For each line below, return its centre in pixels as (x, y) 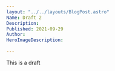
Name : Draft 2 (24, 18)
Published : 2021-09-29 (35, 29)
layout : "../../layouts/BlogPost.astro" (58, 12)
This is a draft (23, 63)
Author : (16, 35)
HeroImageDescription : (35, 40)
